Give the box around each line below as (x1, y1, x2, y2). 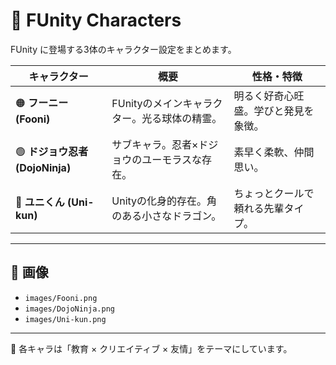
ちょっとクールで (233, 186, 315, 200)
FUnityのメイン (111, 96, 183, 110)
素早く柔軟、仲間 (233, 145, 315, 159)
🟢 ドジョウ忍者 (15, 145, 89, 159)
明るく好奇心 (233, 89, 295, 103)
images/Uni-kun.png (24, 314, 107, 324)
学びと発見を (253, 104, 315, 118)
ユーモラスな (141, 152, 202, 166)
